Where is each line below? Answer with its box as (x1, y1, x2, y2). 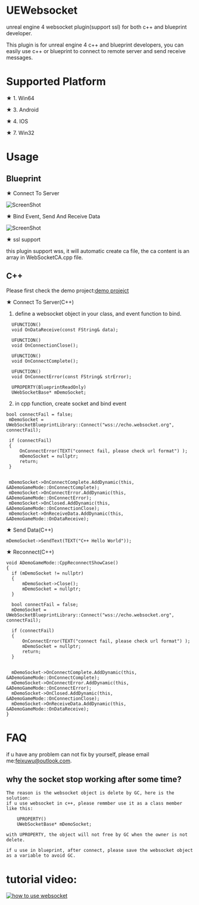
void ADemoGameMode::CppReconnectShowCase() (6, 560, 119, 566)
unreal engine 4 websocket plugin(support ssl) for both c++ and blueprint (6, 23, 187, 30)
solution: (6, 795, 31, 801)
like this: (6, 806, 33, 812)
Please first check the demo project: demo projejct (6, 287, 129, 294)
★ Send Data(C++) (6, 526, 54, 533)
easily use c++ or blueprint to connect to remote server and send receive (6, 47, 186, 54)
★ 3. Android (6, 106, 39, 113)
